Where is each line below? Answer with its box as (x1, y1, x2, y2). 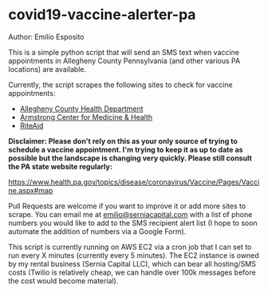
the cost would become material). (8, 275, 119, 285)
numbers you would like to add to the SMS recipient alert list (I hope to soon (8, 218, 258, 228)
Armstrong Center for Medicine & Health (19, 112, 153, 121)
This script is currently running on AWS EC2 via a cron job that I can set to (8, 242, 252, 251)
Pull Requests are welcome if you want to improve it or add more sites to (8, 201, 246, 211)
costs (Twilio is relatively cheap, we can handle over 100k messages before (8, 267, 257, 277)
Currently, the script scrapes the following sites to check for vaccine (8, 80, 233, 89)
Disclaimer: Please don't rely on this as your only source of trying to (8, 136, 238, 145)
